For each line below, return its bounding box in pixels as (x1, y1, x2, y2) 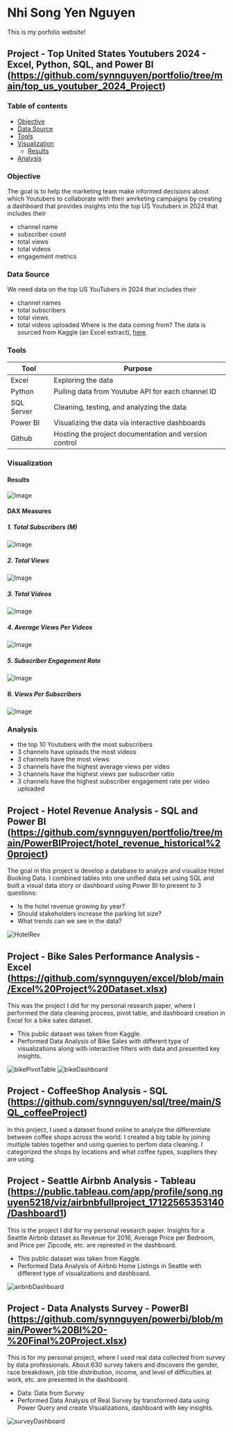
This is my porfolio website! (7, 28, 86, 36)
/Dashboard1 (7, 1208, 64, 1220)
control (53, 437, 78, 447)
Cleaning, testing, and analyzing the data (53, 402, 187, 412)
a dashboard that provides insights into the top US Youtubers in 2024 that (7, 201, 218, 210)
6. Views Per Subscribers (7, 689, 82, 698)
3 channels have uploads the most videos (17, 748, 137, 756)
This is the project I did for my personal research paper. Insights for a (7, 1226, 205, 1234)
